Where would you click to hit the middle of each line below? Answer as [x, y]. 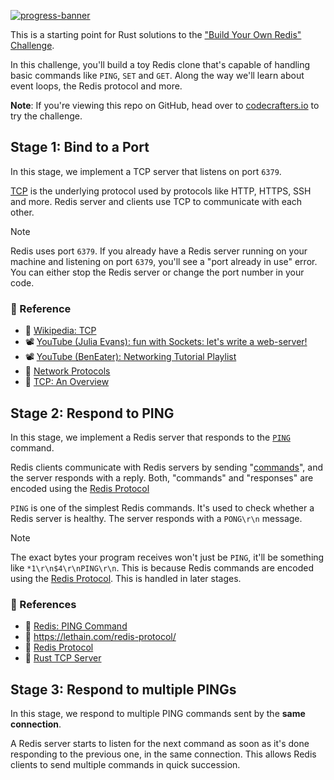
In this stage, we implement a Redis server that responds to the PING [150, 437]
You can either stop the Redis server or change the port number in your [157, 272]
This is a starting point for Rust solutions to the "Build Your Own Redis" [156, 34]
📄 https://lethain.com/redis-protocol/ [100, 637]
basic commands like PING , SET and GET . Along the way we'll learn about [157, 75]
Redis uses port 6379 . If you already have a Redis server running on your [159, 251]
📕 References [43, 604]
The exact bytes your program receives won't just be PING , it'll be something [167, 557]
